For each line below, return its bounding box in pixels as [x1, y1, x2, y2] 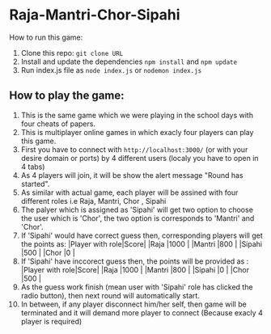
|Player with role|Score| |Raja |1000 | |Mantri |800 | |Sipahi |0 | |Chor [20, 264, 250, 274]
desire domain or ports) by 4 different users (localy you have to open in [20, 153, 259, 163]
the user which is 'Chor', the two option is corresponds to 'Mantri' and [20, 213, 255, 223]
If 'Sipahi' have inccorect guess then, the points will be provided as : [20, 256, 249, 266]
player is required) [20, 316, 83, 326]
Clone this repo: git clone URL [20, 48, 124, 57]
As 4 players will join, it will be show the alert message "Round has [20, 170, 243, 180]
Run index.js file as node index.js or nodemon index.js [20, 65, 202, 74]
